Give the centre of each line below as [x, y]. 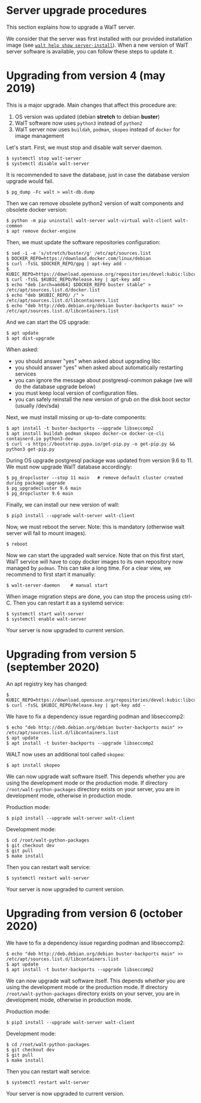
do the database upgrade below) [55, 386]
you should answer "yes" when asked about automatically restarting [99, 367]
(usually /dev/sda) [37, 405]
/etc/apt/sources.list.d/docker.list [53, 290]
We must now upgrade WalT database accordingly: [69, 467]
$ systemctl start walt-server [45, 614]
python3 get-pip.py [31, 449]
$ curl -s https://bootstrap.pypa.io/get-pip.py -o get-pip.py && [91, 444]
